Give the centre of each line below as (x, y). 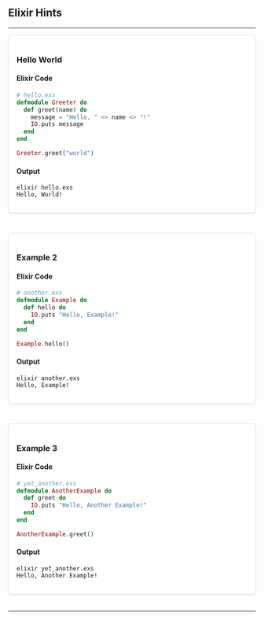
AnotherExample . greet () (55, 534)
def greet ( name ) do (55, 109)
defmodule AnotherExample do (64, 491)
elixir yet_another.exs (55, 569)
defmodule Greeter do (52, 102)
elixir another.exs (48, 378)
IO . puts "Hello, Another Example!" (88, 506)
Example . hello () (43, 344)
